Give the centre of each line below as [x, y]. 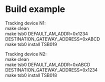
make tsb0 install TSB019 [31, 44]
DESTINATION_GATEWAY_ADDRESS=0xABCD [52, 39]
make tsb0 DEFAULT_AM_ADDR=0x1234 [47, 33]
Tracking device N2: [26, 54]
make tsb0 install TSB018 [31, 75]
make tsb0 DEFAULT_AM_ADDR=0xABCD [48, 64]
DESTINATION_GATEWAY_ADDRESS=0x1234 [51, 70]
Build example [35, 9]
